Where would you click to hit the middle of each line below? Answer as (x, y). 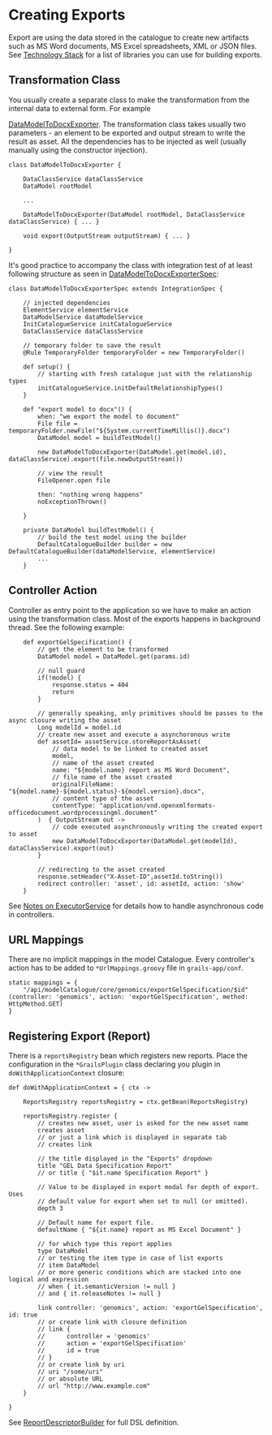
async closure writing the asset (65, 720)
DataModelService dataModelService (83, 317)
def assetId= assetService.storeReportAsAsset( (119, 741)
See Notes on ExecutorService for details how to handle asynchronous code (136, 906)
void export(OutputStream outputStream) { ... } (107, 236)
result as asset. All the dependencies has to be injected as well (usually (127, 141)
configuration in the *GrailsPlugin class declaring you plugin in (114, 1064)
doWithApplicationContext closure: (67, 1073)
